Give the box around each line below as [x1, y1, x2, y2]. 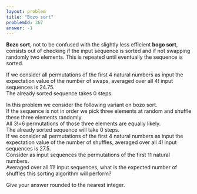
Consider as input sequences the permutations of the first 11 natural [6, 151, 171, 159]
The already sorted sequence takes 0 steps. [6, 90, 113, 97]
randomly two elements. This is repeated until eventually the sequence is [6, 53, 183, 61]
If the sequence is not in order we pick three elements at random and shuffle [6, 108, 192, 115]
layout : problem [6, 8, 46, 15]
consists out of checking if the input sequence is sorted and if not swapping [6, 48, 191, 55]
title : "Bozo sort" [6, 14, 54, 20]
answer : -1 [6, 25, 33, 31]
